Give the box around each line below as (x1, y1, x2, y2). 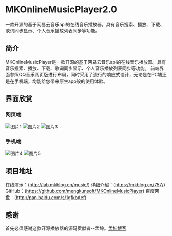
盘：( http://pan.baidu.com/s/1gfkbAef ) (5, 194, 87, 201)
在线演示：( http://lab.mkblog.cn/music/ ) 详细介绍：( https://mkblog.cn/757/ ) (5, 181, 165, 188)
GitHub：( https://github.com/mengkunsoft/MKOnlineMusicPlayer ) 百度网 (5, 188, 159, 194)
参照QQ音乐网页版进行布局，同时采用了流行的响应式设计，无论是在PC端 (9, 71, 163, 77)
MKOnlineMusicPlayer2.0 (5, 4, 117, 15)
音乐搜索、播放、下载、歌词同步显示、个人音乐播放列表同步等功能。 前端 (5, 65, 160, 71)
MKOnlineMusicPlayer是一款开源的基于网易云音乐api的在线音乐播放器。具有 (5, 58, 166, 65)
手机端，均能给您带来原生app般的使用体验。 (14, 78, 108, 84)
